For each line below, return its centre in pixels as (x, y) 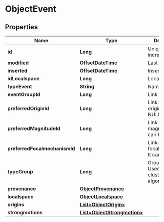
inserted (18, 71)
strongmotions (25, 213)
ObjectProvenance (102, 189)
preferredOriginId (28, 108)
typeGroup (20, 172)
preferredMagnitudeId (34, 129)
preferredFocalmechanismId (41, 148)
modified (18, 63)
